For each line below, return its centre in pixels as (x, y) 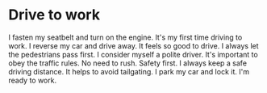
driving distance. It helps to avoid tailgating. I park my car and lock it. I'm (129, 71)
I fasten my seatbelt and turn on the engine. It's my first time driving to (125, 37)
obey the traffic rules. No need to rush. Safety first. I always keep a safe (128, 63)
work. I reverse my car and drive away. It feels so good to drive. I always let (134, 45)
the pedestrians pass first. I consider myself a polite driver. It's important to (133, 54)
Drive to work (54, 15)
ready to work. (33, 80)
